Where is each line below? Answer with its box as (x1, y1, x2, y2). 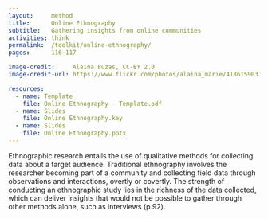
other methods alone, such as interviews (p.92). (8, 201, 166, 211)
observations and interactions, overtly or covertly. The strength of (8, 176, 225, 186)
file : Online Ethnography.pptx (22, 129, 127, 138)
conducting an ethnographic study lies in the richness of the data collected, (8, 185, 257, 194)
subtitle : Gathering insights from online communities (8, 26, 202, 34)
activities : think (8, 33, 69, 42)
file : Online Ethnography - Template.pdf (22, 100, 162, 108)
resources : (8, 84, 45, 92)
